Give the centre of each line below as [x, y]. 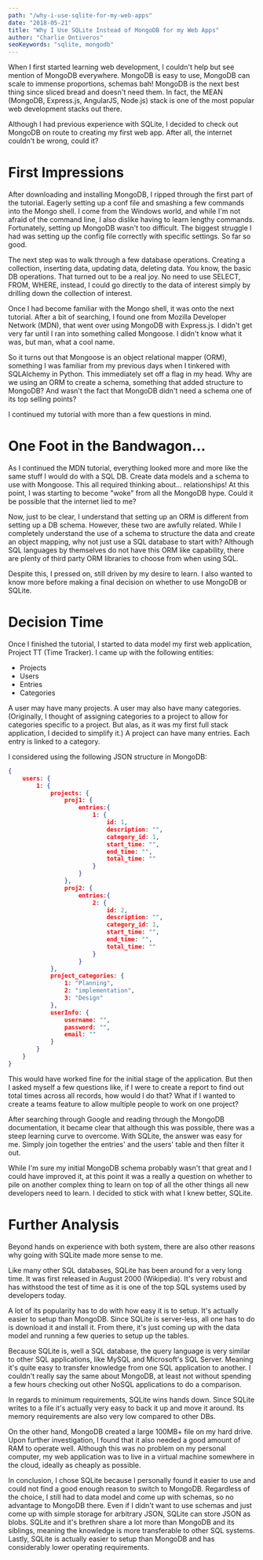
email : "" [80, 1035]
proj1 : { [78, 800]
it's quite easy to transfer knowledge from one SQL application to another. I [130, 1367]
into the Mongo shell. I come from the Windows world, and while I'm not [124, 211]
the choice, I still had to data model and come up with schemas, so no [121, 1497]
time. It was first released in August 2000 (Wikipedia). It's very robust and [128, 1278]
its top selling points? [42, 399]
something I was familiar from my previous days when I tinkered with [119, 366]
